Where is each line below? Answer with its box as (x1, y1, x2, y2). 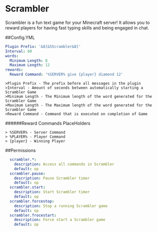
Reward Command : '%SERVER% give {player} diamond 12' (9, 72, 123, 77)
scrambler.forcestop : (9, 199, 55, 204)
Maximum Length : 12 (9, 63, 50, 68)
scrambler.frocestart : (9, 213, 57, 218)
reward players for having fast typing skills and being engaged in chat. (5, 24, 149, 30)
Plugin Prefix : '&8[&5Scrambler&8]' (5, 44, 81, 49)
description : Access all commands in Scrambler (14, 162, 114, 167)
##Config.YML (5, 34, 35, 40)
